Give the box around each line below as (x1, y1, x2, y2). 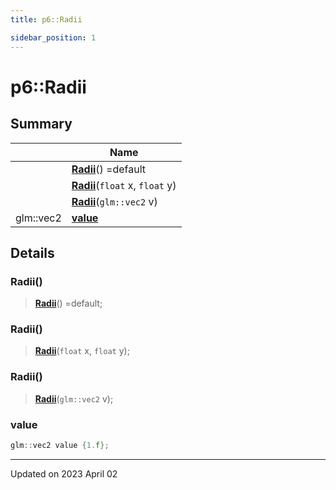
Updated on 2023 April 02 (10, 467, 118, 480)
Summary (10, 116, 73, 133)
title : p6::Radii (10, 14, 83, 25)
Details (10, 244, 55, 261)
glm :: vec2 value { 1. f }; (10, 441, 110, 451)
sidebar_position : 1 (10, 32, 97, 43)
